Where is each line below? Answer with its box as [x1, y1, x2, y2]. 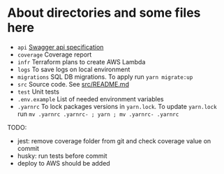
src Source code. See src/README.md [17, 80, 129, 88]
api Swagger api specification [17, 43, 104, 51]
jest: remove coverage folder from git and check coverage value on [17, 136, 211, 145]
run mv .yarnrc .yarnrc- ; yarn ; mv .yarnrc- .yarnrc [17, 110, 179, 118]
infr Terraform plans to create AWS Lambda [17, 57, 146, 66]
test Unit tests [17, 87, 59, 96]
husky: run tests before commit [17, 152, 107, 160]
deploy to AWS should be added [17, 159, 110, 167]
